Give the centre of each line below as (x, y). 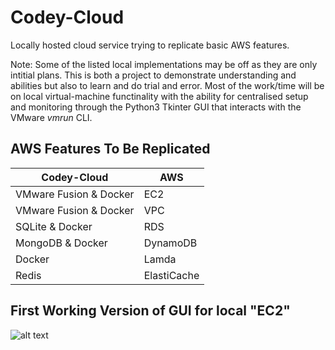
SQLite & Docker (54, 226)
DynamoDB (170, 243)
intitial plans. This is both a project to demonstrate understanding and (153, 75)
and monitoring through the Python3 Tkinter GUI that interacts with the (156, 107)
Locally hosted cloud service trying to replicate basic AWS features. (150, 45)
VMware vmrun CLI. (51, 117)
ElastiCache (171, 275)
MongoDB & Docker (61, 243)
